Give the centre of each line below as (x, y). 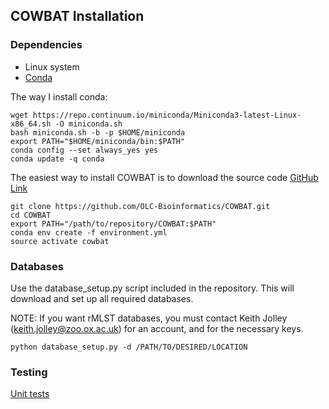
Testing (29, 372)
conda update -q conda (57, 159)
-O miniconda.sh (88, 124)
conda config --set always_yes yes (84, 150)
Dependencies (46, 45)
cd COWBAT (31, 215)
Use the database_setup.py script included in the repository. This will (152, 288)
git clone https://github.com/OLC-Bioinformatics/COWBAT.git (140, 206)
